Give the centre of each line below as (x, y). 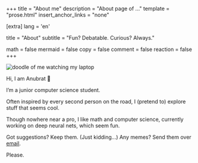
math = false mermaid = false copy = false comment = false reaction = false (99, 49)
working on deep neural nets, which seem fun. (63, 126)
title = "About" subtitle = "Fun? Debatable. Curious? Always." (80, 38)
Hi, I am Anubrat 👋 (29, 79)
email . (14, 143)
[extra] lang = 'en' (28, 26)
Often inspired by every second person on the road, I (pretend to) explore (96, 101)
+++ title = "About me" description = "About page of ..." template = (88, 9)
